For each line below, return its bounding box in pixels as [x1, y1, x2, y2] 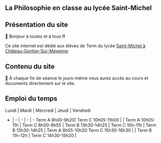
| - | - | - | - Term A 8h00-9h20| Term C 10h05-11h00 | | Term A [12, 117, 140, 123]
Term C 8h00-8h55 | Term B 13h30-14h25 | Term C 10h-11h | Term [22, 122, 157, 128]
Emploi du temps [5, 95, 57, 103]
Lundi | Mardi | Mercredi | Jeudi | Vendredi [5, 107, 91, 113]
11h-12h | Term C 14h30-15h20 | [12, 132, 77, 138]
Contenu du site [5, 62, 55, 70]
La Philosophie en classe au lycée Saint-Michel [5, 4, 152, 12]
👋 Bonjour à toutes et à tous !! [5, 34, 65, 40]
